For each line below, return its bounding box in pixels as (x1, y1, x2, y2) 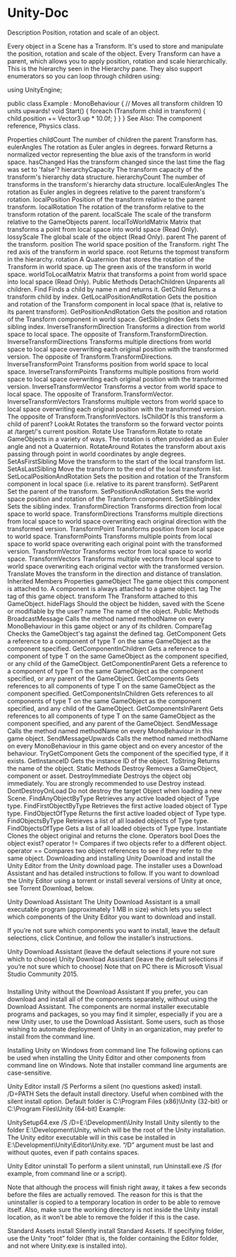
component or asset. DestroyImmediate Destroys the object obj (7, 772, 192, 780)
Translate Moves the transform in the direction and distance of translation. (7, 569, 223, 578)
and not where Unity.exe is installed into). (7, 1241, 128, 1250)
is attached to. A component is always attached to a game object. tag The (7, 584, 222, 593)
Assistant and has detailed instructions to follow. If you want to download (7, 869, 220, 877)
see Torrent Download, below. (7, 884, 94, 892)
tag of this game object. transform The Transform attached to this (7, 592, 198, 600)
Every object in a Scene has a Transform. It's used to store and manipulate (7, 42, 224, 50)
